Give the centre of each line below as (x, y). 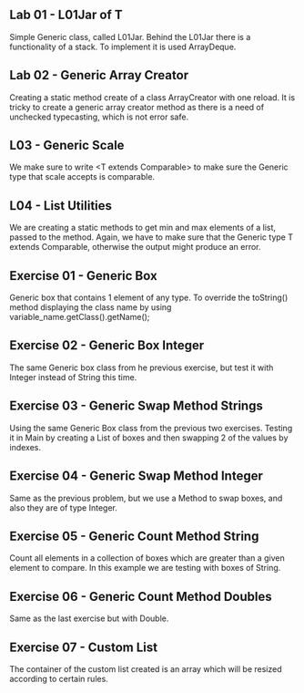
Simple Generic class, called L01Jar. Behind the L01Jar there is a (130, 36)
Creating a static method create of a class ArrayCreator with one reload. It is (152, 97)
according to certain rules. (59, 678)
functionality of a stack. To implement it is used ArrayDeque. (123, 47)
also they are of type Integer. (64, 507)
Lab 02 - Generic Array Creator (99, 75)
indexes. (25, 447)
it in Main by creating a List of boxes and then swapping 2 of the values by (149, 438)
